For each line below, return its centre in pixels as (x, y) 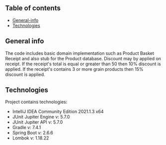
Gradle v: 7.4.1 (27, 128)
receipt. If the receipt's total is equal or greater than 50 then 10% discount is (83, 64)
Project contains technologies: (36, 102)
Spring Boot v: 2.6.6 (33, 133)
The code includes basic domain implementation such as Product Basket (80, 53)
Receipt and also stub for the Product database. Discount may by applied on (83, 58)
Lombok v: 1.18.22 (31, 138)
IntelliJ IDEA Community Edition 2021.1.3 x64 (58, 112)
